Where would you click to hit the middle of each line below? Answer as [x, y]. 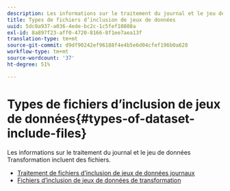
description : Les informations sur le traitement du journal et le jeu [111, 13]
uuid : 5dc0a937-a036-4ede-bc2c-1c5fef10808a [72, 26]
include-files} [47, 133]
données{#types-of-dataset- [110, 119]
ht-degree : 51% [29, 64]
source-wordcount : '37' [41, 58]
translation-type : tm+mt [42, 39]
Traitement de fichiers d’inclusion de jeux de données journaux [106, 173]
